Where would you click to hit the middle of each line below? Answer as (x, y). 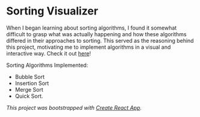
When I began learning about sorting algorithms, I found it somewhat (92, 28)
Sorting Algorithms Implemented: (47, 65)
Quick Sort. (29, 96)
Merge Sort (29, 89)
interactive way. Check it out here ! (49, 53)
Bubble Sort (30, 77)
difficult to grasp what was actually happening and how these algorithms (96, 34)
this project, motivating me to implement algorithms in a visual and (89, 47)
